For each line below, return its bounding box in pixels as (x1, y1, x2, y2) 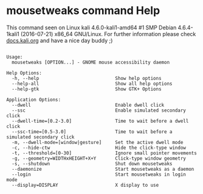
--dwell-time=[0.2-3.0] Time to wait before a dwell (12, 118, 189, 124)
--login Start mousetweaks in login (12, 171, 187, 178)
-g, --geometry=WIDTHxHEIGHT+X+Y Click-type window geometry (12, 155, 187, 162)
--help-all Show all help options (12, 81, 173, 87)
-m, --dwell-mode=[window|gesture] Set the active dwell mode (12, 139, 184, 145)
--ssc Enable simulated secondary (12, 107, 187, 113)
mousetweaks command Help (6, 4, 160, 18)
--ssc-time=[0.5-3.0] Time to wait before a (12, 129, 173, 135)
